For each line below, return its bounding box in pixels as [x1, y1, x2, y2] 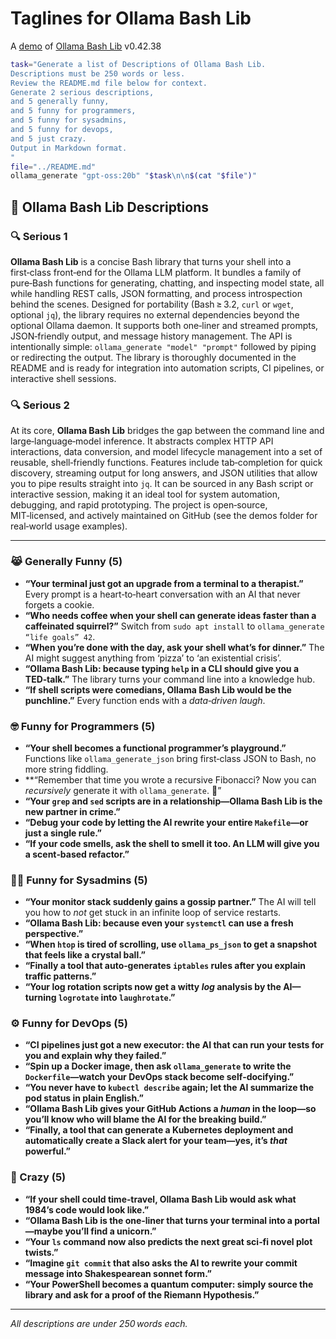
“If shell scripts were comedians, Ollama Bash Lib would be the [24, 683, 292, 696]
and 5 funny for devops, [10, 125, 114, 135]
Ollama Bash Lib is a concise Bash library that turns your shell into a [10, 256, 292, 267]
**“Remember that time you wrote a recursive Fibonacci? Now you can [24, 773, 317, 786]
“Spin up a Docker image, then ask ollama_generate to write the [24, 1060, 292, 1072]
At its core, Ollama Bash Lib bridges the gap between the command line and [10, 425, 325, 437]
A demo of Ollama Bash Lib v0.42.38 [10, 40, 162, 52]
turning [24, 992, 57, 1004]
